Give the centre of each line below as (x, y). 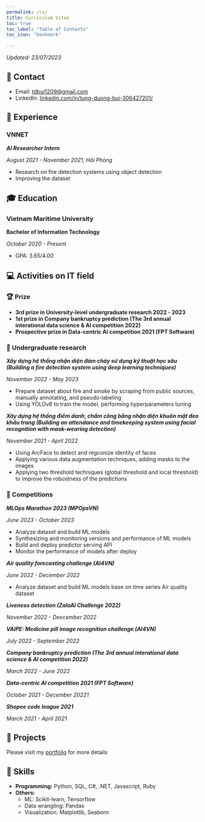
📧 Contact (26, 77)
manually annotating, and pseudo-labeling (68, 398)
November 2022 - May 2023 (42, 379)
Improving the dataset (43, 178)
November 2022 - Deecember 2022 (52, 617)
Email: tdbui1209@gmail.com (52, 91)
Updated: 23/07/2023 (34, 58)
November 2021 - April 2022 (42, 441)
